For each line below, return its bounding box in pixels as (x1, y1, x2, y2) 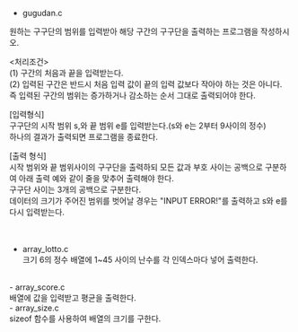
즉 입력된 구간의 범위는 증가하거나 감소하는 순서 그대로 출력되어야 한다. (9, 90, 256, 100)
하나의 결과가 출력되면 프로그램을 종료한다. (9, 132, 159, 142)
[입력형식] (9, 109, 45, 119)
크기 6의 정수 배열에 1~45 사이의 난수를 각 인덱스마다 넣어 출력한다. (22, 255, 259, 265)
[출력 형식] (9, 151, 47, 161)
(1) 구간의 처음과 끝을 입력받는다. (9, 67, 124, 78)
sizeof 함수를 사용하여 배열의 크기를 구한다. (9, 313, 162, 324)
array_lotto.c (22, 244, 69, 254)
